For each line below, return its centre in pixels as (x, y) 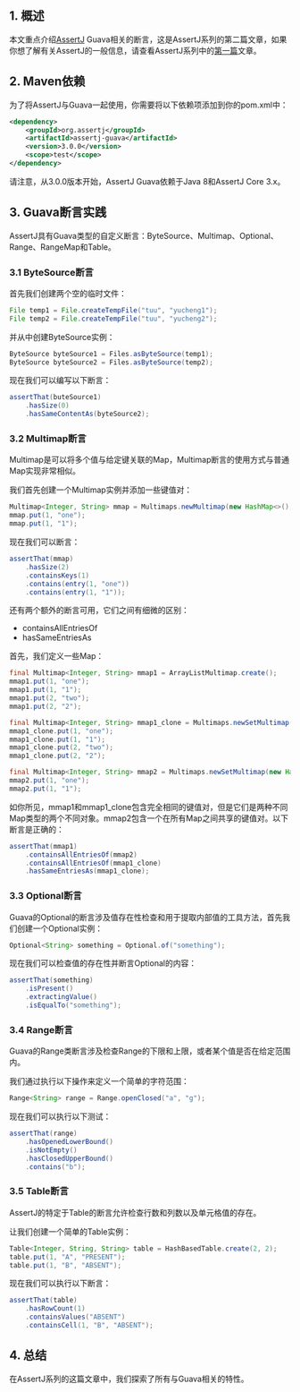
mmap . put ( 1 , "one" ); (48, 516)
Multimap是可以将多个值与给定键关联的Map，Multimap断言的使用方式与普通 (150, 460)
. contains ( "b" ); (56, 1166)
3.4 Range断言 (41, 1029)
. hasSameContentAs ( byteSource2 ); (87, 414)
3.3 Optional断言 (46, 896)
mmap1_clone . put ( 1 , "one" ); (62, 731)
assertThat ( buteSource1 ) (55, 397)
